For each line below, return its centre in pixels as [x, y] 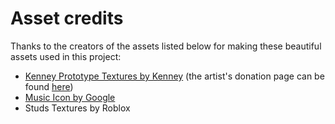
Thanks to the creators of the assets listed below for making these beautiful [166, 46]
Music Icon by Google [70, 97]
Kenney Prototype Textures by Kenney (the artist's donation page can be [174, 76]
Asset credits [67, 18]
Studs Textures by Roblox [77, 108]
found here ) [49, 86]
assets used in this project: [66, 56]
